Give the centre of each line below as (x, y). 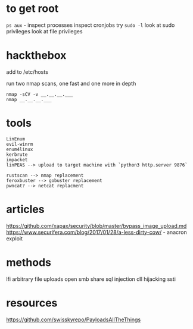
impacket (17, 159)
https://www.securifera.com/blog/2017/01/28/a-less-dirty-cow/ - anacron (96, 232)
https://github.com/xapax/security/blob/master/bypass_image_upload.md (96, 225)
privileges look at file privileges (44, 31)
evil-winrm (20, 144)
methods (29, 262)
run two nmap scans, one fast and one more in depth (71, 83)
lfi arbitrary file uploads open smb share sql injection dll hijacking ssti (91, 279)
